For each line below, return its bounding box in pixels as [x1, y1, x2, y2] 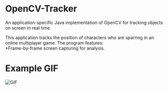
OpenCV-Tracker [5, 3, 77, 14]
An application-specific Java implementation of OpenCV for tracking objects [5, 19, 163, 25]
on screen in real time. [5, 24, 52, 30]
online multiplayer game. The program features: [5, 39, 104, 45]
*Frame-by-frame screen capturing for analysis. [5, 45, 105, 51]
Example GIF [5, 63, 59, 74]
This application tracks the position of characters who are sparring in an [5, 34, 154, 40]
